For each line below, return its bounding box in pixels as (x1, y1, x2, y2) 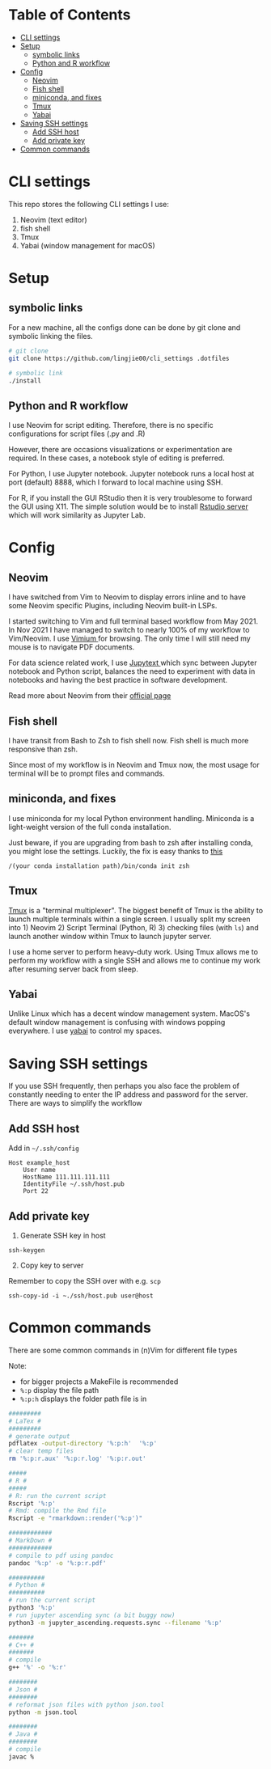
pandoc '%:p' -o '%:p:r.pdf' (8, 1559, 107, 1567)
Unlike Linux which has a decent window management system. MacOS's (8, 1009, 251, 1018)
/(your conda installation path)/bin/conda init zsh (8, 861, 190, 870)
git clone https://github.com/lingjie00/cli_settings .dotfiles (8, 354, 230, 362)
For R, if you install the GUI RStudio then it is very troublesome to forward (8, 493, 252, 503)
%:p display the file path (19, 1385, 100, 1394)
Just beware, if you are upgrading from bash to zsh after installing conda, (8, 837, 253, 847)
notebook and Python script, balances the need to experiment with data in (8, 667, 256, 676)
